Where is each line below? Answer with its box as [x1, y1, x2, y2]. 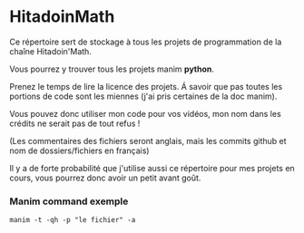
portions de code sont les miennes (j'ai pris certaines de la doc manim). [9, 91, 278, 102]
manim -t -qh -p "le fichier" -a [9, 216, 136, 225]
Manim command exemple [9, 195, 129, 208]
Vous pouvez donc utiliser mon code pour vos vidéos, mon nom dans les [9, 108, 281, 119]
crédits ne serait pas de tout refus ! [9, 118, 141, 129]
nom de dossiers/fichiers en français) [9, 145, 150, 156]
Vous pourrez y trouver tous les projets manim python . [9, 63, 215, 74]
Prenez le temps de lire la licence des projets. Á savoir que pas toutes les [9, 81, 283, 92]
